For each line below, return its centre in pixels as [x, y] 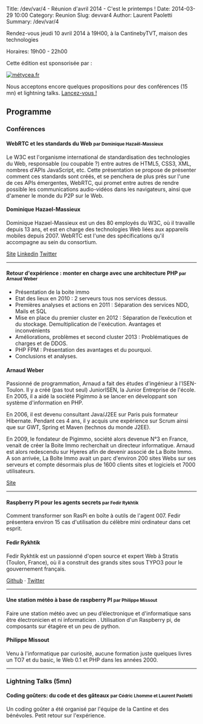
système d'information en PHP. [45, 403]
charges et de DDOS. [41, 343]
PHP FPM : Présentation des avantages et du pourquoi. [83, 349]
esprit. [14, 529]
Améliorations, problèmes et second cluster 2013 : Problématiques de [101, 337]
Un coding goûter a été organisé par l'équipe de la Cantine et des [88, 709]
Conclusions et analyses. [46, 356]
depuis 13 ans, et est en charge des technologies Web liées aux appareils [98, 229]
